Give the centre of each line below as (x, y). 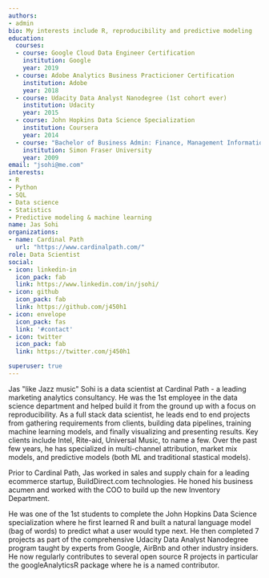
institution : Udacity (58, 105)
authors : (23, 16)
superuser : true (35, 366)
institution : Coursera (60, 128)
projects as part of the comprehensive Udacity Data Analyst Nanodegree (128, 539)
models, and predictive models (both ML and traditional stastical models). (129, 457)
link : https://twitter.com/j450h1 (73, 352)
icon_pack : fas (41, 322)
